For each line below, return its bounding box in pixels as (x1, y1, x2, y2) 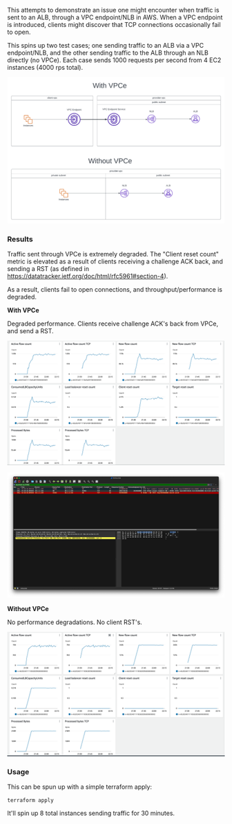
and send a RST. (7, 327, 54, 335)
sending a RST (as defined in (7, 265, 90, 273)
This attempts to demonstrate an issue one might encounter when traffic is (7, 6, 220, 14)
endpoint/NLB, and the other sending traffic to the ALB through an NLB (7, 48, 209, 57)
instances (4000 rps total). (7, 64, 84, 71)
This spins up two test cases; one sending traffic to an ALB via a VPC (7, 41, 204, 49)
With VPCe (7, 306, 39, 315)
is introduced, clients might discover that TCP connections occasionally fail (7, 21, 221, 28)
